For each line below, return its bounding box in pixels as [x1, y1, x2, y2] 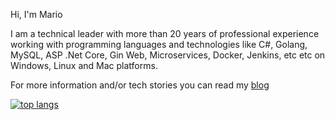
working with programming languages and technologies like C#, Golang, [10, 39, 308, 50]
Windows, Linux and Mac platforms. [10, 60, 158, 71]
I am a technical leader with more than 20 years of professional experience [10, 28, 320, 39]
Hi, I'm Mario [10, 9, 63, 20]
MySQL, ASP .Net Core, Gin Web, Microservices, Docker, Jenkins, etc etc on [10, 49, 326, 61]
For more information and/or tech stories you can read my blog [10, 79, 270, 91]
